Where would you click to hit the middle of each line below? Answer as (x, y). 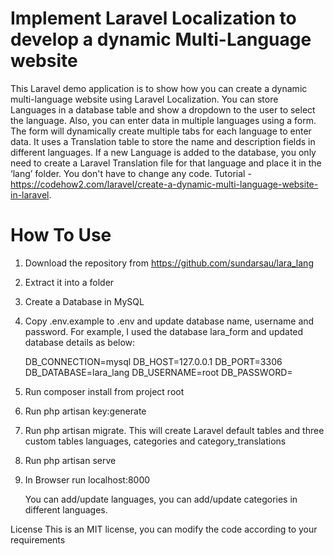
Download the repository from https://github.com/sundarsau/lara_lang (169, 263)
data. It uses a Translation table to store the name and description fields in (163, 141)
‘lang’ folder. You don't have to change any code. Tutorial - (131, 173)
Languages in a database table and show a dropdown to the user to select (163, 109)
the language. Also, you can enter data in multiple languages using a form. (163, 120)
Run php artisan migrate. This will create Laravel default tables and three (174, 430)
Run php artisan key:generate (85, 411)
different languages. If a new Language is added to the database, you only (163, 152)
